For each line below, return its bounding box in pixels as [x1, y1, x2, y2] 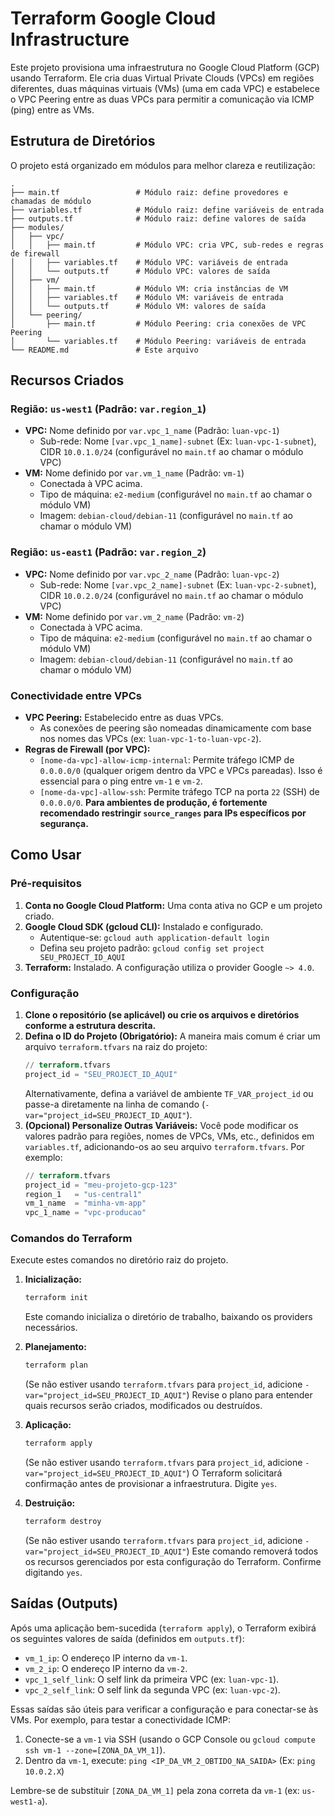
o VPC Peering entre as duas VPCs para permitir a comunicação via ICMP [10, 93, 315, 105]
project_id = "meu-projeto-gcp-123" [24, 1180, 178, 1190]
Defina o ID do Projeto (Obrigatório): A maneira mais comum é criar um [24, 1030, 321, 1042]
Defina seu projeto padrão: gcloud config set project [39, 942, 265, 954]
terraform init [24, 1293, 89, 1303]
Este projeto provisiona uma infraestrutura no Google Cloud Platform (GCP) [10, 61, 320, 73]
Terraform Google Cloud [10, 7, 217, 30]
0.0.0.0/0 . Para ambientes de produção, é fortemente [39, 797, 268, 809]
